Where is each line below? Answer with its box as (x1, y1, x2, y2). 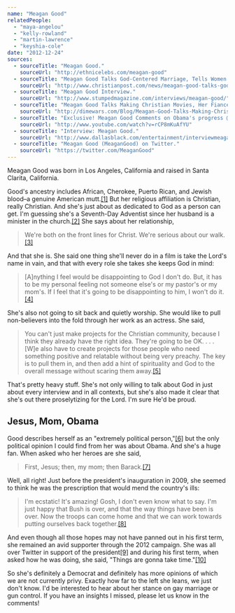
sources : (7, 56, 33, 63)
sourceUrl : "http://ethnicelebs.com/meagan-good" (20, 69, 168, 76)
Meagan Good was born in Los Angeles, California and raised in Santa (7, 166, 209, 174)
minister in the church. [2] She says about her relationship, (7, 217, 175, 225)
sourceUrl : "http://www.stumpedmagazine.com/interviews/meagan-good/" (20, 95, 230, 102)
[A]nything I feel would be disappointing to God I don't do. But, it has (24, 273, 222, 281)
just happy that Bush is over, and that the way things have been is (24, 504, 214, 513)
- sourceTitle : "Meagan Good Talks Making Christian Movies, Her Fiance (13, 102, 230, 109)
